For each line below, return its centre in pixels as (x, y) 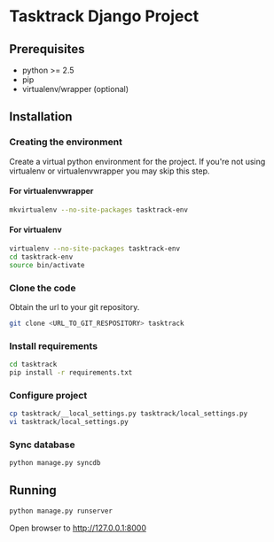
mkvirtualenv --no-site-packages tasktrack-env (99, 210)
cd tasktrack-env (41, 257)
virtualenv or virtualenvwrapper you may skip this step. (110, 171)
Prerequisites (47, 49)
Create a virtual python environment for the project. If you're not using (137, 161)
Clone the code (43, 288)
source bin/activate (47, 265)
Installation (41, 117)
